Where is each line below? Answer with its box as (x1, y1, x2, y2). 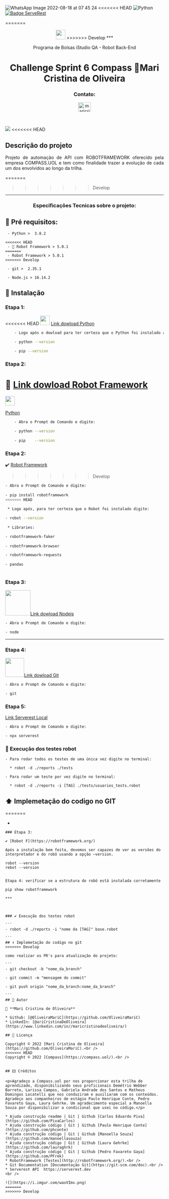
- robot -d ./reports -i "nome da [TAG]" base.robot (5, 927, 118, 932)
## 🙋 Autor (5, 997, 28, 1003)
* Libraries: (7, 525, 35, 530)
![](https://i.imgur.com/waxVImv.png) (5, 1180, 87, 1185)
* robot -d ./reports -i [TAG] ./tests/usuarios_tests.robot (10, 783, 141, 789)
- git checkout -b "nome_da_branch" (5, 967, 82, 972)
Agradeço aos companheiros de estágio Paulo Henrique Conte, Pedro (5, 1097, 150, 1102)
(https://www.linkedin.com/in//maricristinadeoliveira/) (5, 1024, 127, 1029)
